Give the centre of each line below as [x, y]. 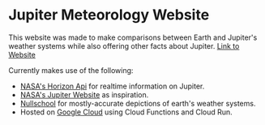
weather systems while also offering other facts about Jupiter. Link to [124, 45]
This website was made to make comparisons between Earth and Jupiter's [133, 37]
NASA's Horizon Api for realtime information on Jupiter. [112, 86]
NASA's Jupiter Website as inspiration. [84, 94]
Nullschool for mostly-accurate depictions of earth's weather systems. [138, 103]
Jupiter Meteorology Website [109, 15]
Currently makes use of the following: [71, 70]
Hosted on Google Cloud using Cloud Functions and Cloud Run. [126, 112]
